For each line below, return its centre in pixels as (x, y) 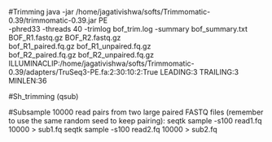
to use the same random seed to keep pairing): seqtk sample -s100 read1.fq (135, 120)
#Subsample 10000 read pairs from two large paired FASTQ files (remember (136, 112)
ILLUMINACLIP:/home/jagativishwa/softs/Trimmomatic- (102, 63)
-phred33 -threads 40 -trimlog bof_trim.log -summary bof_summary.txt (128, 29)
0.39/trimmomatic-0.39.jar (53, 20)
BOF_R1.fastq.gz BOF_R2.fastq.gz (65, 37)
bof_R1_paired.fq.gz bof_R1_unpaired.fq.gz (80, 46)
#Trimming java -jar (42, 12)
